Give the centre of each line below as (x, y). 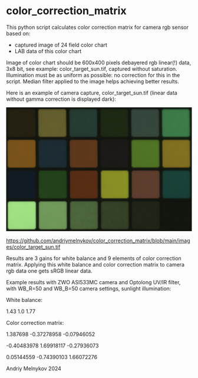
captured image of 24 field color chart (61, 45)
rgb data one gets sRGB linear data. (49, 271)
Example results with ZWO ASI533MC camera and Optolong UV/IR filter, (93, 282)
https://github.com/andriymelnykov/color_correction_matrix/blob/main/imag (98, 241)
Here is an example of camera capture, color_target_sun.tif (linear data (92, 93)
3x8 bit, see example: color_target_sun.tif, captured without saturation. (92, 68)
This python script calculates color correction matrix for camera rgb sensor (97, 27)
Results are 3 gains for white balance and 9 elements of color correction (94, 258)
